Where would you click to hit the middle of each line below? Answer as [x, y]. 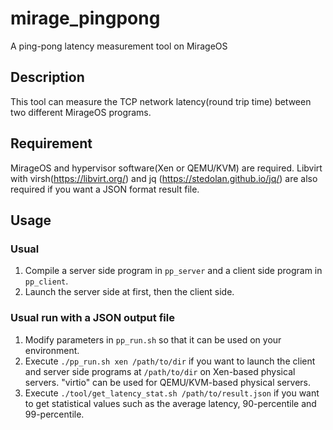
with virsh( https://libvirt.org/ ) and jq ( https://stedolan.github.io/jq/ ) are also [164, 178]
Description [47, 77]
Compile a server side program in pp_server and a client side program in [173, 271]
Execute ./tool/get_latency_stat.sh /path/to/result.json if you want [172, 393]
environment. [52, 350]
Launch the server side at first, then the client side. [129, 292]
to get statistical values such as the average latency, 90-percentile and [170, 403]
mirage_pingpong [85, 18]
